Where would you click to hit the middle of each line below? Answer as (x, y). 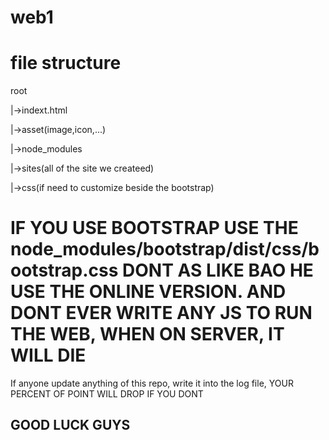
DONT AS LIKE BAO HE (218, 270)
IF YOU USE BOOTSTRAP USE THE (154, 228)
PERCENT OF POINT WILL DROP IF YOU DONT (107, 394)
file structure (66, 63)
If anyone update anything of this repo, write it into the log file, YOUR (152, 383)
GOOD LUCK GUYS (70, 425)
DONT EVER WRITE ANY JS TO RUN (161, 313)
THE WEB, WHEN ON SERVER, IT (147, 334)
